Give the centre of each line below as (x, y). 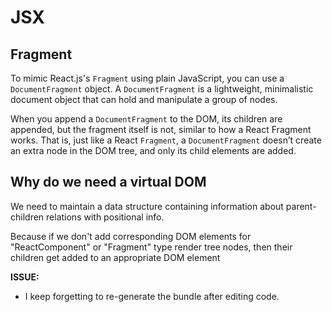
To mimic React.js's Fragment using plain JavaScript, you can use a (147, 78)
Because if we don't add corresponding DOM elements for (131, 236)
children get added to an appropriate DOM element (115, 257)
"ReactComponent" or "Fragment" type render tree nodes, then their (151, 247)
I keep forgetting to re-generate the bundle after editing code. (152, 296)
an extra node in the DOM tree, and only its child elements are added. (153, 150)
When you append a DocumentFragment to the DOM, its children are (146, 119)
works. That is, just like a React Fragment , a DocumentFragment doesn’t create (166, 140)
